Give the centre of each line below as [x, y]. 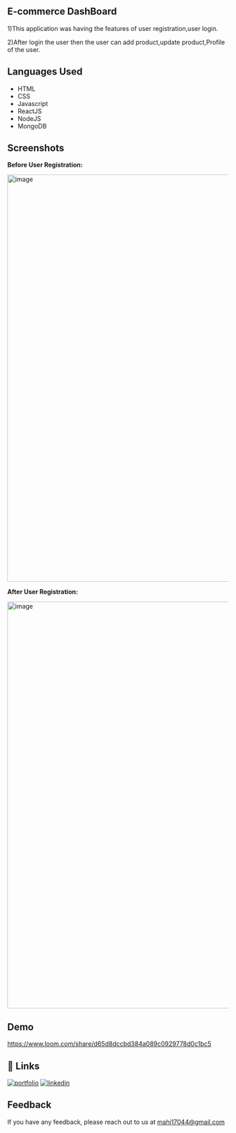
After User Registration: [43, 592]
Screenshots [36, 148]
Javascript [33, 103]
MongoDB [32, 126]
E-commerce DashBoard [62, 12]
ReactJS [29, 111]
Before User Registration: [45, 165]
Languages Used [45, 72]
